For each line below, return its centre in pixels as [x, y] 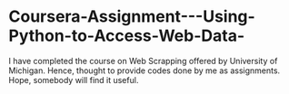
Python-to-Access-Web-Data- [127, 36]
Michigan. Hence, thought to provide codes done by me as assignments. [144, 70]
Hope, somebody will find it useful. [74, 80]
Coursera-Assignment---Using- [132, 17]
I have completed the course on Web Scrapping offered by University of [143, 61]
